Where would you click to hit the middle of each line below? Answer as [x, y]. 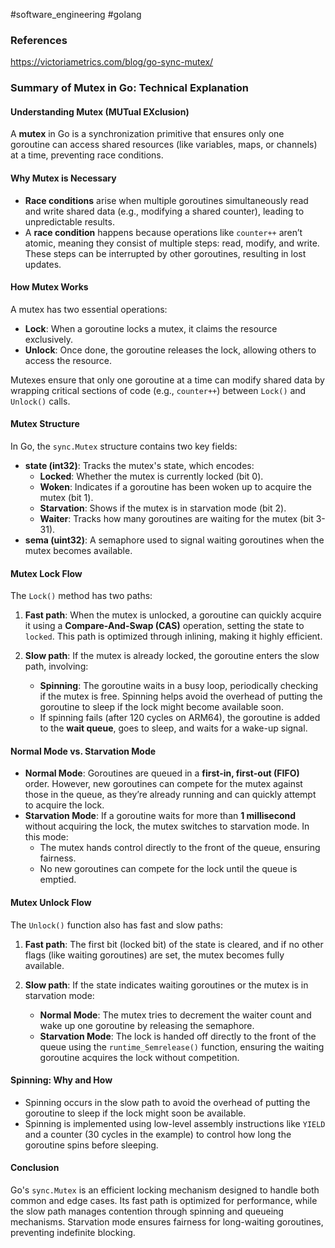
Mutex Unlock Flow [51, 903]
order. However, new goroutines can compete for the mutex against [163, 784]
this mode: [46, 837]
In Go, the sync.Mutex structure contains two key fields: [124, 446]
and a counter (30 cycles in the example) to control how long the [158, 1134]
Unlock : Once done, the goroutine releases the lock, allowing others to [170, 350]
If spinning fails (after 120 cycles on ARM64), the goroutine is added [180, 718]
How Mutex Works [49, 287]
